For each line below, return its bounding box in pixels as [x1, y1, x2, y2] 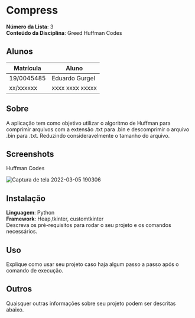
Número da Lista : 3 [6, 23, 54, 30]
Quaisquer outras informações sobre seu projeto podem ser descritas [6, 300, 176, 307]
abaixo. [6, 306, 24, 313]
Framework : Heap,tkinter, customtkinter [6, 215, 104, 222]
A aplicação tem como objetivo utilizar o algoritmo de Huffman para [6, 119, 171, 126]
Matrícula [14, 64, 41, 72]
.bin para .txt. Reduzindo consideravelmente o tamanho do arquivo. [6, 132, 170, 139]
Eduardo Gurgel [51, 74, 96, 82]
